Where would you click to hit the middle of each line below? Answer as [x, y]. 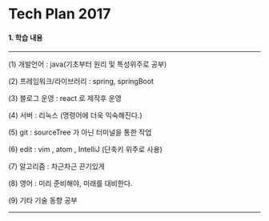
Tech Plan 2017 [60, 14]
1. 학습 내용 [26, 38]
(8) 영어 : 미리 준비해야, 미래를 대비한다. [70, 183]
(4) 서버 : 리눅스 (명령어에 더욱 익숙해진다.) [75, 115]
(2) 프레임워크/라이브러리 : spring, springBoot [81, 82]
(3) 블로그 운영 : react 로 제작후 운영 [65, 98]
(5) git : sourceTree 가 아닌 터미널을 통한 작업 [80, 132]
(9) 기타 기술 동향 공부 [43, 200]
